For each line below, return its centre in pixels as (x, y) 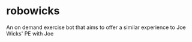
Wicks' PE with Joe (30, 33)
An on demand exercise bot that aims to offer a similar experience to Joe (96, 27)
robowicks (33, 11)
